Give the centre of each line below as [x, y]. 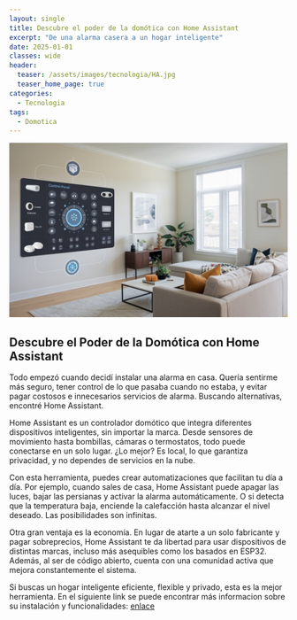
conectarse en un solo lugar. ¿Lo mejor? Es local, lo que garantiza [129, 451]
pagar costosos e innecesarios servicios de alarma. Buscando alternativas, [146, 396]
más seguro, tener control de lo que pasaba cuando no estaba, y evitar [138, 387]
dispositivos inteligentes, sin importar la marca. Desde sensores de [131, 432]
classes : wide [35, 56]
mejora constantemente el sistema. [73, 570]
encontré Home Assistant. [57, 406]
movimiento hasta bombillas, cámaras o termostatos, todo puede [127, 442]
